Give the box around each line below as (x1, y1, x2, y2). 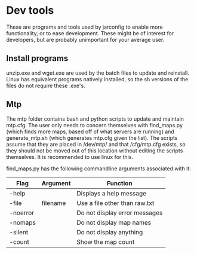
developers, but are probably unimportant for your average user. (6, 36, 165, 43)
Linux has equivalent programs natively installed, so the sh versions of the (6, 75, 189, 82)
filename (41, 198, 66, 207)
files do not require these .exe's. (6, 82, 85, 89)
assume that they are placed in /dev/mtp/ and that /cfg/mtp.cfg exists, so (6, 140, 186, 148)
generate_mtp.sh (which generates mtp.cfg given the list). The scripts (6, 134, 178, 141)
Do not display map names (76, 218, 151, 227)
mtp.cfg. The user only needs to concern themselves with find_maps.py (6, 121, 183, 128)
